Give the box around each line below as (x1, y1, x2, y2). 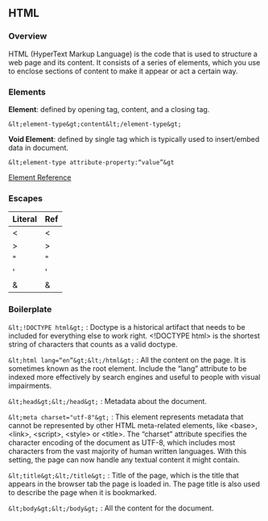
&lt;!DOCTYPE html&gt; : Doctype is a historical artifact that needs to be (8, 322, 245, 331)
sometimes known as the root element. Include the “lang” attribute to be (8, 363, 247, 373)
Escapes (8, 193, 43, 204)
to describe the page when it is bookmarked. (8, 487, 157, 497)
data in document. (8, 143, 69, 152)
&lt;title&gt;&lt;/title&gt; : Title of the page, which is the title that (8, 470, 239, 480)
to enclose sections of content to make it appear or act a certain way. (8, 66, 239, 76)
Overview (8, 31, 47, 42)
